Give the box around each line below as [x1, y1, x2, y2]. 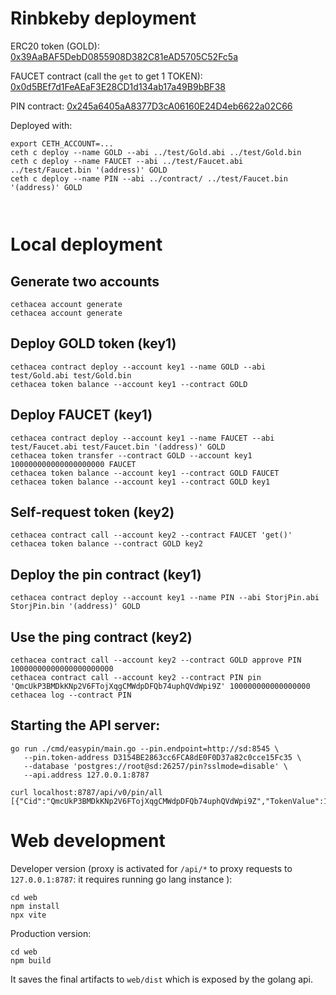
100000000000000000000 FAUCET [10, 459, 137, 469]
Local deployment [10, 233, 163, 256]
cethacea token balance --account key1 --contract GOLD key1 [10, 477, 271, 487]
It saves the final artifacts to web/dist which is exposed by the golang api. [10, 973, 314, 985]
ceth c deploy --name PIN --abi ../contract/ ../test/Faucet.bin [10, 173, 288, 184]
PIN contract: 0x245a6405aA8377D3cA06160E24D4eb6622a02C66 [10, 100, 293, 112]
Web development [10, 830, 166, 852]
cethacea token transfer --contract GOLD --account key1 [10, 450, 253, 461]
